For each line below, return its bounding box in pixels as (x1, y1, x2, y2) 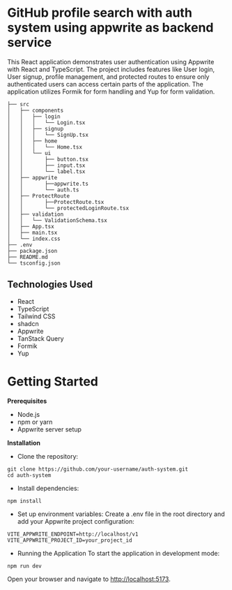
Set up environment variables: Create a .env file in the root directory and (17, 510, 225, 518)
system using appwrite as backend (7, 20, 214, 36)
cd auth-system (7, 471, 52, 479)
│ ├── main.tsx (7, 229, 58, 236)
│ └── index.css (7, 235, 61, 242)
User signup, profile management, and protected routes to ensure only (7, 72, 210, 81)
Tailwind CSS (17, 312, 56, 320)
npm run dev (7, 562, 42, 570)
